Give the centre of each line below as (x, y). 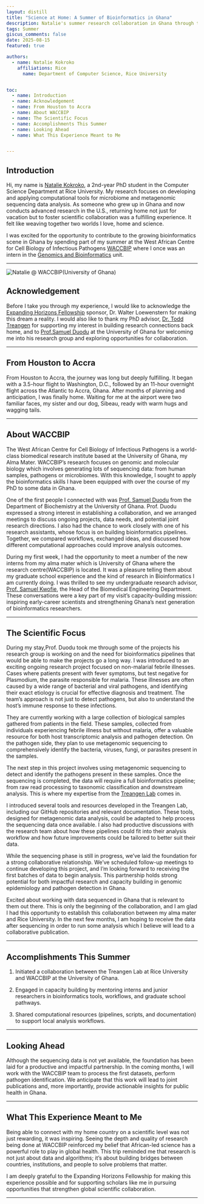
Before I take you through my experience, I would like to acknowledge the (98, 306)
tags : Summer (23, 29)
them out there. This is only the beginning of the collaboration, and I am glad (102, 906)
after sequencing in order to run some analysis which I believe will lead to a (100, 926)
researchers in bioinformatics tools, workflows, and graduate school (100, 996)
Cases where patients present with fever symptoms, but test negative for (97, 673)
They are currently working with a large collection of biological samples (96, 718)
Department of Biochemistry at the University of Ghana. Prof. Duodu (92, 506)
